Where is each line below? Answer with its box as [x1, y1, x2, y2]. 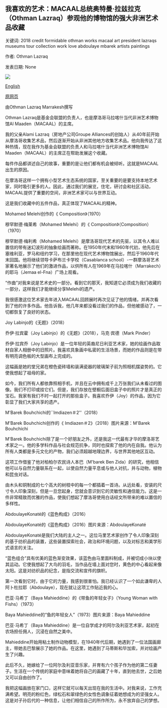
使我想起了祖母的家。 [5, 370, 49, 376]
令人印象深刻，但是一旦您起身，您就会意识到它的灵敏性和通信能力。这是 [9, 488, 158, 494]
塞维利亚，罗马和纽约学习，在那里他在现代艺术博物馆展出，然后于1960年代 [5, 250, 159, 256]
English [5, 83, 20, 89]
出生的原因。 [5, 166, 31, 172]
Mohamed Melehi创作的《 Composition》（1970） [5, 211, 103, 217]
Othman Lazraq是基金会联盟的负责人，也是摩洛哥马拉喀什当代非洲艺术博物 [5, 114, 159, 120]
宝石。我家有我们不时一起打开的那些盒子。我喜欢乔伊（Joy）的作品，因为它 [5, 393, 161, 398]
